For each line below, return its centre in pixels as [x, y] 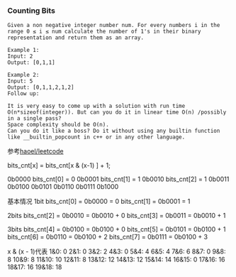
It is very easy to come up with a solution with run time [96, 106]
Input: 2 [20, 56]
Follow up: [23, 94]
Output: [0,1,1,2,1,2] [41, 87]
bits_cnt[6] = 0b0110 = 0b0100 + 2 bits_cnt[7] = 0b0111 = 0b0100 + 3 [108, 237]
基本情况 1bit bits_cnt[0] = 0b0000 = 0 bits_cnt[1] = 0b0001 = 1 [99, 202]
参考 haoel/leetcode [35, 151]
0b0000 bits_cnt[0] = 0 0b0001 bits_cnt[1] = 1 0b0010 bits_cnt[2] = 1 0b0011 [118, 179]
